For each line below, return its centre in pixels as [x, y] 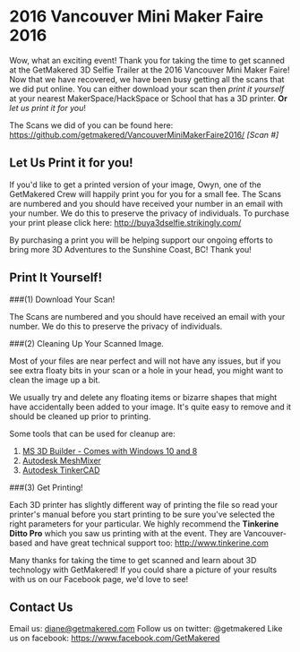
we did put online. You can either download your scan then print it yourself [147, 89]
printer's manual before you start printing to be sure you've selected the [142, 514]
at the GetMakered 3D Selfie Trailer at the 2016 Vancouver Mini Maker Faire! [150, 70]
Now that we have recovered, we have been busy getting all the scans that [147, 79]
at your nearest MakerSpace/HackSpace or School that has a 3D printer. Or [149, 98]
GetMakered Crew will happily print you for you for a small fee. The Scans [146, 193]
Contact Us [41, 607]
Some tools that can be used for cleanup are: [93, 433]
